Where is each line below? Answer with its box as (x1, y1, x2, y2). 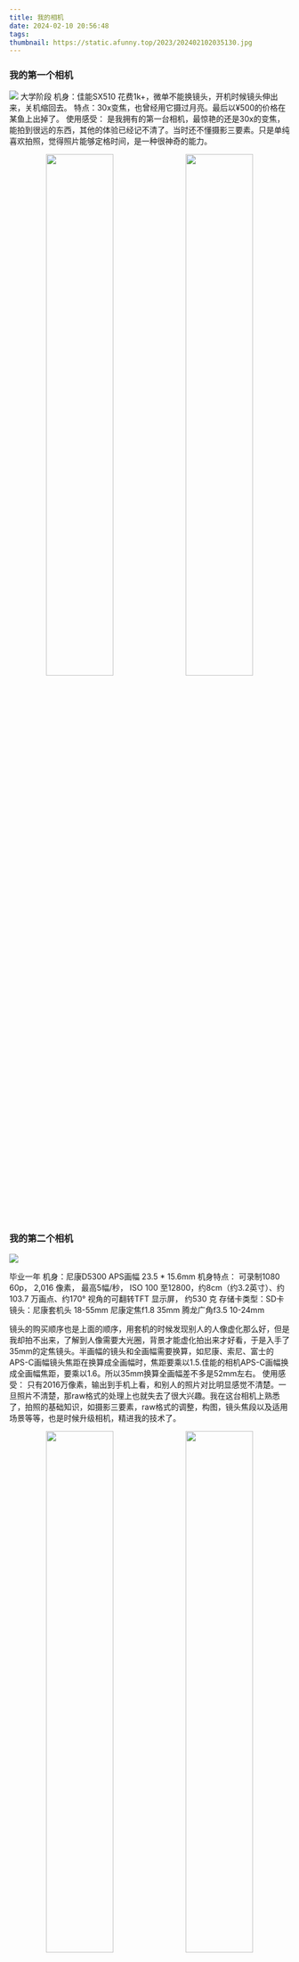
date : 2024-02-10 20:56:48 (9, 21, 109, 30)
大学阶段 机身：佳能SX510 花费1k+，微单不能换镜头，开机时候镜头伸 (20, 91, 271, 102)
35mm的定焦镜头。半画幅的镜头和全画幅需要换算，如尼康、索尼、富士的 (9, 1345, 274, 1356)
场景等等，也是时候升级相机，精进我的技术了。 (9, 1412, 181, 1423)
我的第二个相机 (9, 1232, 74, 1244)
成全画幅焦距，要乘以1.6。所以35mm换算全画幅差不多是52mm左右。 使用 (9, 1367, 279, 1378)
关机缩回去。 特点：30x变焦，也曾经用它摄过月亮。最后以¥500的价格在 (24, 102, 287, 112)
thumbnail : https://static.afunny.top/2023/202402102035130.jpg (9, 37, 253, 47)
